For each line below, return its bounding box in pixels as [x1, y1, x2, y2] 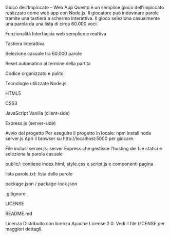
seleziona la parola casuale [5, 151, 63, 157]
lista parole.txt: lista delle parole [5, 171, 73, 176]
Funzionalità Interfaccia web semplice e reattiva [5, 31, 107, 36]
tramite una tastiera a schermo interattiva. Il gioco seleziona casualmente [5, 15, 160, 21]
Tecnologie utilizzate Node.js [5, 81, 67, 86]
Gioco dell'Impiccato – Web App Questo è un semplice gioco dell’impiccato [5, 5, 164, 10]
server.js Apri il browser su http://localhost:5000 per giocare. [5, 135, 135, 142]
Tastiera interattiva [5, 41, 45, 47]
